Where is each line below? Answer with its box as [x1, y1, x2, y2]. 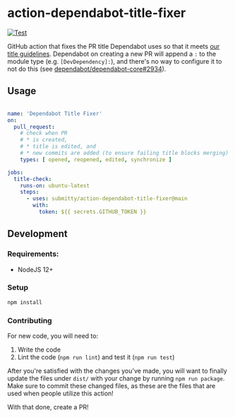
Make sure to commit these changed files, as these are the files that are [7, 382, 216, 390]
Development [7, 228, 68, 240]
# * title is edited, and [20, 143, 97, 150]
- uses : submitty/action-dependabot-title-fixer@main [25, 195, 188, 202]
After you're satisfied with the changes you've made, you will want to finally [7, 366, 227, 376]
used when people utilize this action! [7, 389, 114, 397]
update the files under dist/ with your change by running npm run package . [7, 374, 225, 383]
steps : [20, 189, 40, 196]
